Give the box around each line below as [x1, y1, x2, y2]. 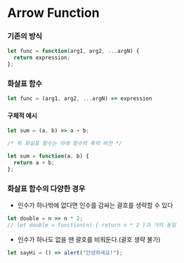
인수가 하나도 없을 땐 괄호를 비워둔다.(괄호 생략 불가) [17, 235, 161, 243]
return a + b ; [13, 160, 55, 167]
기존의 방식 [7, 32, 43, 41]
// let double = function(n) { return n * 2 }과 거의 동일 [7, 222, 177, 229]
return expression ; [13, 54, 71, 61]
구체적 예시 [7, 111, 37, 120]
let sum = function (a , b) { [7, 153, 90, 160]
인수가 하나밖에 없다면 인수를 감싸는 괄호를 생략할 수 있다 [17, 201, 173, 210]
